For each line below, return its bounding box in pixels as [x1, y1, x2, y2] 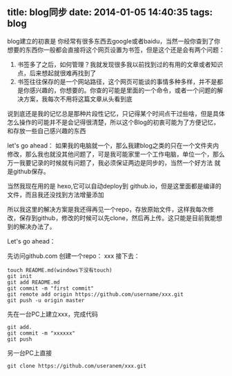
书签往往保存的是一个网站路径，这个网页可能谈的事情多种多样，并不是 [17, 77, 217, 86]
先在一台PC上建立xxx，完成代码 [7, 310, 99, 318]
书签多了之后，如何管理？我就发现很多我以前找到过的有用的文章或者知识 [17, 60, 223, 68]
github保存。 [12, 167, 50, 175]
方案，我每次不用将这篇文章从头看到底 [23, 95, 133, 103]
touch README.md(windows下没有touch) [7, 266, 113, 274]
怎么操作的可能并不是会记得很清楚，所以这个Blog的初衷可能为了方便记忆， [7, 118, 220, 126]
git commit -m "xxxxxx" [7, 330, 76, 337]
